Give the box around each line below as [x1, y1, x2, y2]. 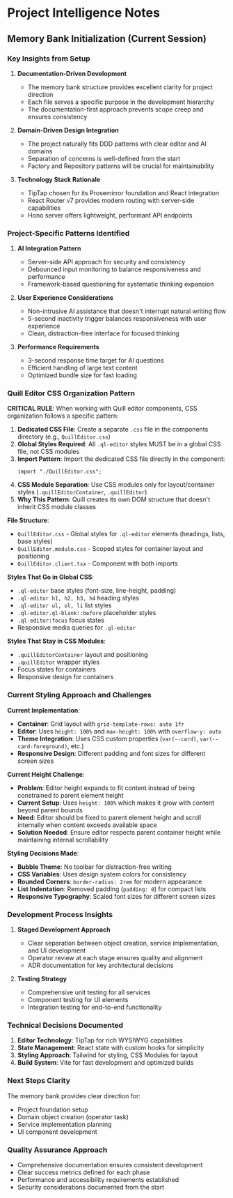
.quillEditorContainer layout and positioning [17, 651, 148, 659]
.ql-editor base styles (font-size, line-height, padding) [17, 586, 177, 595]
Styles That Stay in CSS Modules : [7, 637, 106, 646]
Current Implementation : [7, 706, 80, 714]
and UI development [27, 946, 86, 955]
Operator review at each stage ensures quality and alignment [27, 954, 203, 962]
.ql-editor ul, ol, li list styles [17, 601, 112, 609]
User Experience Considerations [17, 294, 113, 302]
